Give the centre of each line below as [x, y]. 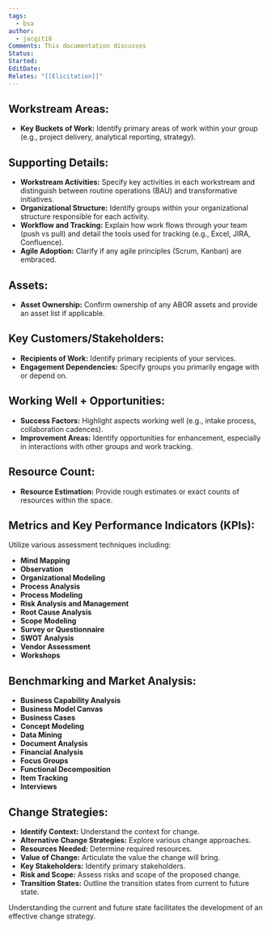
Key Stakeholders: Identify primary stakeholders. [103, 866]
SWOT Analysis [47, 638]
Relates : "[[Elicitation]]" [56, 76]
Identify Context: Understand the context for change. [110, 831]
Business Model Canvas [61, 709]
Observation [42, 569]
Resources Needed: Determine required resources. [106, 849]
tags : [17, 16]
